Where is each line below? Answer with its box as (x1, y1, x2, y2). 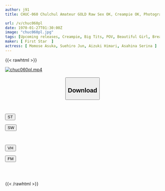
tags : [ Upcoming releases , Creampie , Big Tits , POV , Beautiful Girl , (5, 34, 151, 39)
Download (68, 87, 97, 94)
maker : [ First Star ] (5, 39, 54, 44)
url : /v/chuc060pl (5, 21, 43, 26)
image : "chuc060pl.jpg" (5, 30, 54, 35)
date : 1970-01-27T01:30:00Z (5, 25, 63, 30)
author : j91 (5, 7, 29, 12)
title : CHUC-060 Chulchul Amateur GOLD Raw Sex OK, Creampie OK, (5, 12, 141, 17)
